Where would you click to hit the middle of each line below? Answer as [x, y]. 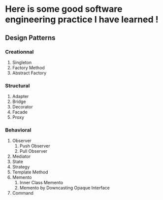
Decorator [22, 107]
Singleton [22, 62]
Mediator [21, 157]
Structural [17, 86]
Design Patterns [30, 38]
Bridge [19, 101]
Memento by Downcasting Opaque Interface [65, 188]
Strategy [21, 167]
